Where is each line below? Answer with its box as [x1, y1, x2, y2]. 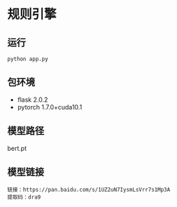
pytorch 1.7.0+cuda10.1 [17, 102, 83, 111]
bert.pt [7, 144, 27, 152]
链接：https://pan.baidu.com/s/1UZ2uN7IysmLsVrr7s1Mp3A [7, 187, 171, 194]
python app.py [7, 55, 49, 62]
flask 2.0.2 [17, 95, 48, 104]
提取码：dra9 [7, 194, 41, 201]
